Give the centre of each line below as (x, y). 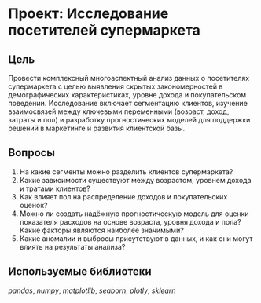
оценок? (33, 205)
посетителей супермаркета (104, 30)
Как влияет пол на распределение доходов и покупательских (123, 196)
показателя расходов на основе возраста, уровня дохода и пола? (130, 221)
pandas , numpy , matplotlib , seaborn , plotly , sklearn (92, 290)
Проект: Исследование (88, 14)
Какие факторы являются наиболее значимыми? (102, 230)
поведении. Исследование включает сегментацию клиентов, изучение (128, 103)
